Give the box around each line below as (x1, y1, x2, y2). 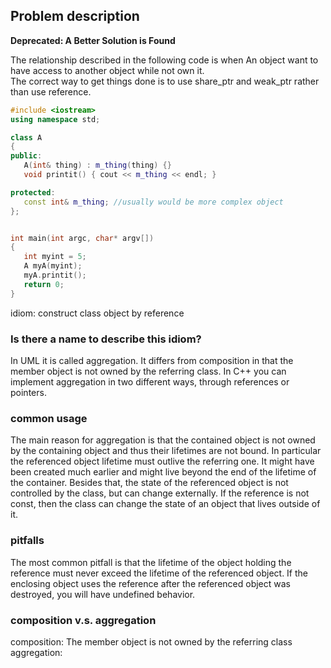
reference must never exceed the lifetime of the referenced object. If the (10, 567, 309, 579)
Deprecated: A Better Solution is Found (10, 34, 176, 46)
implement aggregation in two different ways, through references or (10, 375, 290, 388)
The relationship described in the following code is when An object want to (10, 54, 319, 66)
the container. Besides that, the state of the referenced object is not (10, 477, 289, 489)
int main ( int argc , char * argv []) (10, 233, 155, 243)
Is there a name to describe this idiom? (10, 332, 202, 346)
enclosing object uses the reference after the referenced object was (10, 577, 291, 589)
